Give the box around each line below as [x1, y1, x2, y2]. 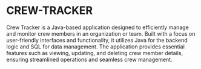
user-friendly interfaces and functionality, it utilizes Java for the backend [6, 36, 188, 44]
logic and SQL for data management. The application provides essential [6, 43, 185, 50]
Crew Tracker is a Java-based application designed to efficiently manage [6, 24, 189, 31]
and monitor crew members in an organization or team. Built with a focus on [6, 30, 196, 37]
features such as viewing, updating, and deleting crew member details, [6, 49, 183, 56]
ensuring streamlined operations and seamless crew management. [6, 56, 173, 63]
